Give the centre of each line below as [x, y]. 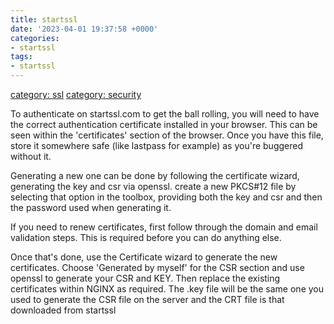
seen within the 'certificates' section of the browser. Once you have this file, [167, 135]
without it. [31, 156]
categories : [35, 38]
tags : [21, 57]
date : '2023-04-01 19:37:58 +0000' [84, 29]
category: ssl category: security [76, 94]
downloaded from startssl [63, 310]
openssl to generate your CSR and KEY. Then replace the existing [145, 278]
